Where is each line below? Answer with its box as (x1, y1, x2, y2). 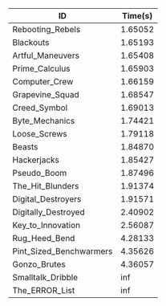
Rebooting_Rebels (12, 24, 81, 35)
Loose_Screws (12, 129, 68, 139)
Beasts (12, 141, 38, 152)
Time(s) (121, 10, 153, 21)
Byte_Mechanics (12, 116, 75, 126)
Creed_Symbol (12, 102, 68, 113)
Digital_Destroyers (12, 194, 82, 204)
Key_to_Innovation (12, 220, 81, 231)
